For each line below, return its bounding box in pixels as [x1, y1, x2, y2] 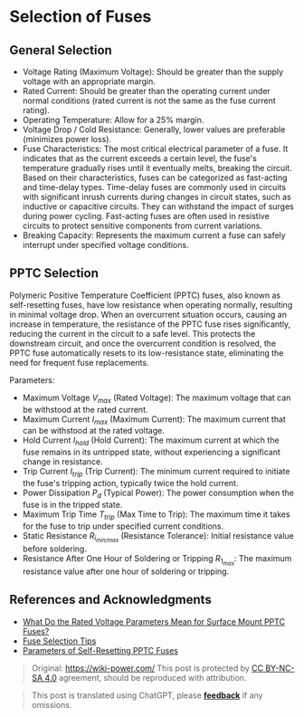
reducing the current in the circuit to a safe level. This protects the [9, 328, 256, 339]
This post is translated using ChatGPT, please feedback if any [31, 690, 263, 701]
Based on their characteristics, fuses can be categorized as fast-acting [22, 172, 288, 183]
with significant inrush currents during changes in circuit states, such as [22, 192, 291, 202]
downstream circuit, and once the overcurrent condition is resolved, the [9, 338, 277, 349]
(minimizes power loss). [22, 134, 111, 144]
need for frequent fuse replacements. [9, 357, 149, 368]
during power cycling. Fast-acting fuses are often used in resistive [22, 211, 270, 221]
